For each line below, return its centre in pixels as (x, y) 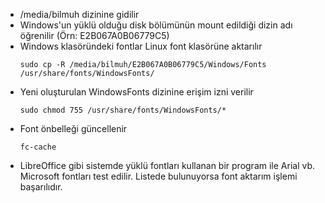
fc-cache (38, 147)
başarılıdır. (41, 187)
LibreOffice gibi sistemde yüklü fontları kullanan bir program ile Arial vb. (167, 165)
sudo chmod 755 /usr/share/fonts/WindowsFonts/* (123, 110)
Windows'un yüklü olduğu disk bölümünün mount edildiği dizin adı (156, 25)
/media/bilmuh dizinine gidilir (79, 14)
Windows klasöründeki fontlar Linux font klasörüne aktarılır (141, 46)
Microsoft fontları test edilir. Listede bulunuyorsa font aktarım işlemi (158, 176)
